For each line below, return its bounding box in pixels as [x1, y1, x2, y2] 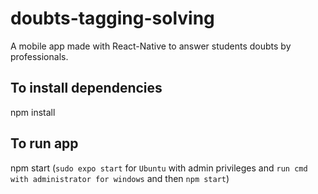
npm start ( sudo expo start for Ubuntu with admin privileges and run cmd [10, 162, 308, 174]
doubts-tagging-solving [10, 7, 215, 30]
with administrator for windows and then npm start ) [10, 172, 230, 184]
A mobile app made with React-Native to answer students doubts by [10, 40, 292, 52]
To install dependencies [10, 80, 163, 97]
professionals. [10, 50, 69, 62]
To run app [10, 135, 79, 152]
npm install [10, 106, 56, 118]
